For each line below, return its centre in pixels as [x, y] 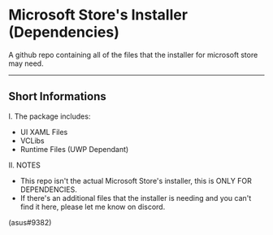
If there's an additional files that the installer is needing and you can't [136, 198]
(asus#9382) [30, 222]
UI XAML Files [44, 132]
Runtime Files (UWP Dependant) [74, 149]
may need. [26, 63]
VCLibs [32, 141]
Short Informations [58, 96]
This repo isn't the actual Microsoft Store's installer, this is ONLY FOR [136, 181]
